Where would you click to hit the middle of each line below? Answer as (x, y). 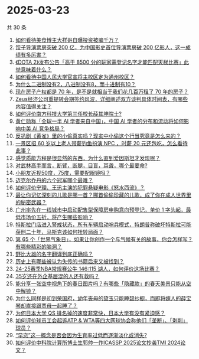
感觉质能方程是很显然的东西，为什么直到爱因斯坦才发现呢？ (88, 158)
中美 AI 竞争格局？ (43, 128)
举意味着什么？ (33, 69)
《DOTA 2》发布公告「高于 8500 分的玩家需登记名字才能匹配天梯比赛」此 (102, 62)
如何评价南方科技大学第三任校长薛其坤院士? (68, 113)
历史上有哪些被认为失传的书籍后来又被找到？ (70, 261)
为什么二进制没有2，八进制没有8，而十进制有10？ (76, 84)
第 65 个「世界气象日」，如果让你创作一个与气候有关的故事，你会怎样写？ (104, 239)
